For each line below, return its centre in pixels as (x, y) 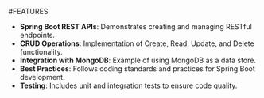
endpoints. (37, 35)
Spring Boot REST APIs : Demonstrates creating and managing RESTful (136, 26)
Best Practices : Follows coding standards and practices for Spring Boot (138, 69)
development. (42, 77)
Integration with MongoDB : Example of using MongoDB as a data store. (138, 60)
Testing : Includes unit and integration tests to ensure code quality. (128, 85)
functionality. (41, 52)
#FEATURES (28, 11)
